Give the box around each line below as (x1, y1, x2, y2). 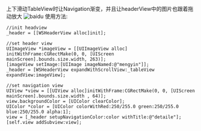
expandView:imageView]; (6, 72, 66, 78)
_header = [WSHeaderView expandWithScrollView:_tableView (6, 67, 155, 73)
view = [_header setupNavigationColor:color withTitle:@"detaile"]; (6, 114, 182, 120)
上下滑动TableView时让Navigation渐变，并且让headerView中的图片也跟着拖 (6, 5, 194, 12)
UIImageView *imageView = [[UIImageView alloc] (6, 46, 128, 52)
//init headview (6, 25, 47, 31)
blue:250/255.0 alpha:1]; (6, 109, 71, 115)
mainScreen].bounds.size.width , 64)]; (6, 93, 107, 99)
